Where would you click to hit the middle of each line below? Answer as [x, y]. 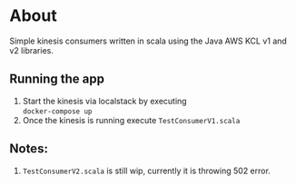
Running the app [57, 79]
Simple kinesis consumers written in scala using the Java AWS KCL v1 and [148, 41]
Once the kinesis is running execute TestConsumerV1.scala [131, 120]
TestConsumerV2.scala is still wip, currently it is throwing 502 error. [146, 170]
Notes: [29, 149]
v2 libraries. [32, 50]
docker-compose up [57, 111]
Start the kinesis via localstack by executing [105, 101]
